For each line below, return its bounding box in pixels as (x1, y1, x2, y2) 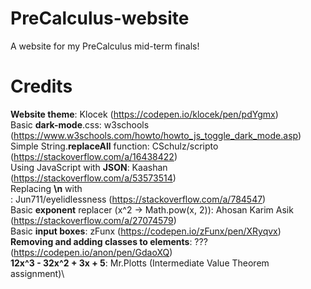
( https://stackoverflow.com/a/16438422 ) (10, 150, 178, 162)
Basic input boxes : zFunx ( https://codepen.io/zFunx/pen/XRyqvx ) (10, 225, 282, 237)
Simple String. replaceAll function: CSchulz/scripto (10, 140, 219, 152)
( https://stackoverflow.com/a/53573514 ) (10, 172, 177, 184)
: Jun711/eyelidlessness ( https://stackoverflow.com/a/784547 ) (10, 193, 267, 205)
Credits (10, 75, 73, 98)
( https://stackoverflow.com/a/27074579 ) (10, 214, 177, 226)
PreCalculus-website (10, 7, 190, 30)
